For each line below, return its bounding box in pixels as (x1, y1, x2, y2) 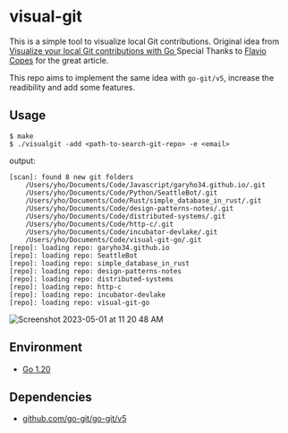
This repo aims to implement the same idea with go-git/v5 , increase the (9, 72, 275, 82)
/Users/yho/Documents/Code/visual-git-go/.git (25, 235, 202, 244)
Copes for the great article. (9, 55, 109, 65)
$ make (9, 132, 34, 141)
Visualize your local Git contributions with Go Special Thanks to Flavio (9, 45, 267, 56)
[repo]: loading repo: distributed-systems (9, 274, 174, 283)
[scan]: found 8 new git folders (9, 172, 134, 181)
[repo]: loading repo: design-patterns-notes (9, 266, 182, 275)
